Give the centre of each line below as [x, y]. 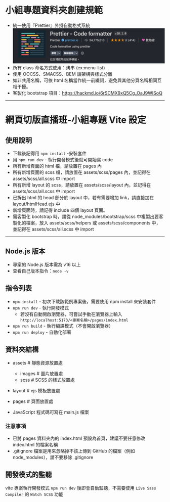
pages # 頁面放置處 [33, 401]
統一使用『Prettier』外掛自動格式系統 [51, 25]
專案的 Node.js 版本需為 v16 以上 [47, 264]
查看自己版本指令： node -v [40, 270]
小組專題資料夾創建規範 [54, 10]
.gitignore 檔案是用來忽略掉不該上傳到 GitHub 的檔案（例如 [74, 451]
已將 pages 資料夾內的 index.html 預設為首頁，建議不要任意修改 [79, 438]
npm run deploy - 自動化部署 [42, 332]
